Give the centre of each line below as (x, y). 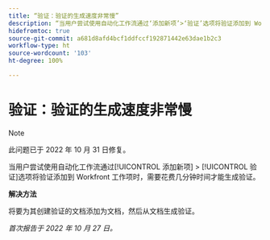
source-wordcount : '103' (50, 53)
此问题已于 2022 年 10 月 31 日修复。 (69, 149)
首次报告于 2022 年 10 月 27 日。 (63, 228)
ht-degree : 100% (35, 61)
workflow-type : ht (39, 46)
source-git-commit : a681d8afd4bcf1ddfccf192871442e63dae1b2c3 (115, 38)
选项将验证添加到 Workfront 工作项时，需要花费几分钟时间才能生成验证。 (139, 176)
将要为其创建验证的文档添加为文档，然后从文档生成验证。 (104, 211)
